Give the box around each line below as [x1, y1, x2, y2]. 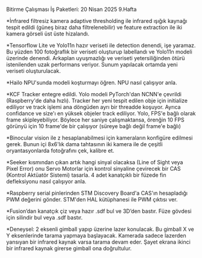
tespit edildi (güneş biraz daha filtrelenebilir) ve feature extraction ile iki [6, 24, 182, 31]
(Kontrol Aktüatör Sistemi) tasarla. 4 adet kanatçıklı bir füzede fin [6, 171, 167, 179]
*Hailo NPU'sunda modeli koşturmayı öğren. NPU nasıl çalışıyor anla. [6, 79, 177, 86]
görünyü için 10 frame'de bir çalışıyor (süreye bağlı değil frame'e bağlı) [6, 123, 182, 129]
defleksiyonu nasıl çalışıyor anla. [6, 178, 87, 185]
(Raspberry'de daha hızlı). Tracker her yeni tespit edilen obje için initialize [6, 97, 188, 104]
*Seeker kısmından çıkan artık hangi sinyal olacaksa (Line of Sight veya [6, 159, 183, 165]
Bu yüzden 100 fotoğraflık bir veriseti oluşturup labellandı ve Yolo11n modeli [6, 48, 192, 55]
